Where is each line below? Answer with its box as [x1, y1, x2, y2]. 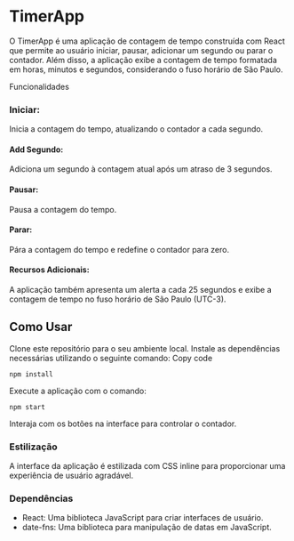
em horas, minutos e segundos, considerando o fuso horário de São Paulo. [9, 64, 283, 75]
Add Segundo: [9, 144, 64, 155]
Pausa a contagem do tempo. [9, 204, 117, 214]
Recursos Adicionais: [9, 264, 91, 275]
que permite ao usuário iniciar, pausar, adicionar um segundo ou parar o [9, 44, 274, 55]
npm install [9, 369, 53, 379]
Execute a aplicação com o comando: [9, 385, 147, 396]
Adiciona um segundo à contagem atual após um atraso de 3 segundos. [9, 164, 273, 174]
